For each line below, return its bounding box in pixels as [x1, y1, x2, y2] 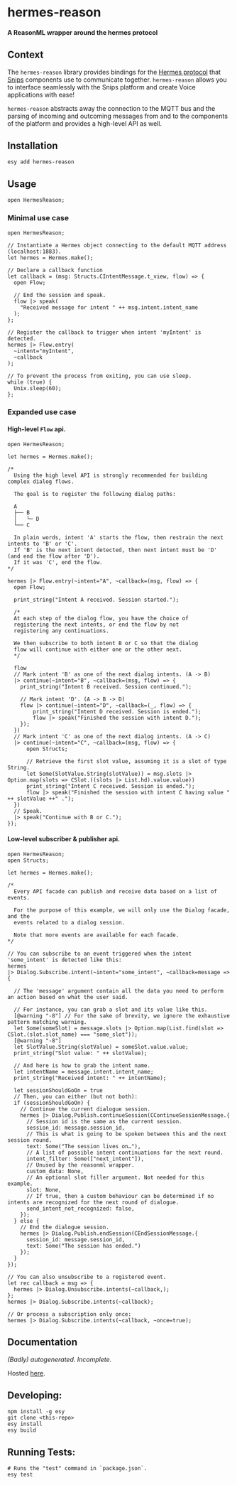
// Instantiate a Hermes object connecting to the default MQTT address [7, 242, 227, 249]
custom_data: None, [26, 1167, 84, 1174]
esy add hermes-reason [7, 158, 75, 166]
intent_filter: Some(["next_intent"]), [26, 1155, 144, 1162]
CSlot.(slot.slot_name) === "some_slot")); [7, 1031, 138, 1038]
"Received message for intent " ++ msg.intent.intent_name [20, 303, 199, 311]
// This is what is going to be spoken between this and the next [26, 1130, 227, 1138]
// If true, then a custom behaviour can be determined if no [26, 1192, 214, 1199]
